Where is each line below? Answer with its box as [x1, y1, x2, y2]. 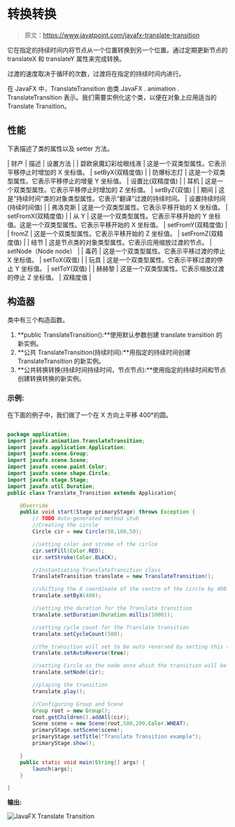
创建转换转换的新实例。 [17, 374, 85, 383]
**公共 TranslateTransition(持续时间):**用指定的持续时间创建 [17, 348, 191, 356]
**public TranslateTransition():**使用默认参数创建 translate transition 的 [17, 330, 222, 339]
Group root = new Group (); [32, 707, 111, 714]
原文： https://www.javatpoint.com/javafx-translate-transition [24, 31, 200, 39]
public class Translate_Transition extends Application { [7, 489, 177, 496]
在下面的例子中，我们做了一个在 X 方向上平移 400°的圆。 [7, 411, 173, 419]
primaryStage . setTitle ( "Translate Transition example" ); [32, 733, 201, 740]
